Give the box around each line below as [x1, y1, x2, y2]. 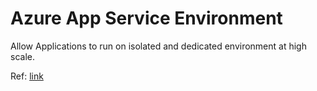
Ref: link [10, 70, 44, 82]
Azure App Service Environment [10, 7, 283, 30]
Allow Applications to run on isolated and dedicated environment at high [10, 40, 307, 52]
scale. [10, 50, 35, 62]
